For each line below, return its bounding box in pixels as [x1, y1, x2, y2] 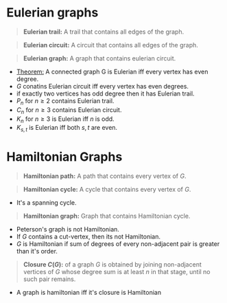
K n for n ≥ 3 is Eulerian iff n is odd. [16, 115, 115, 124]
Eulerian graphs [6, 5, 99, 21]
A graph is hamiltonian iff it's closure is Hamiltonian [16, 289, 162, 297]
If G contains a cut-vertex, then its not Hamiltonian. [16, 232, 160, 241]
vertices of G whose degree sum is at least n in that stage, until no [23, 268, 211, 276]
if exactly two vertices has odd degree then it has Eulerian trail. [16, 89, 195, 98]
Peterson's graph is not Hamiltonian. [16, 225, 119, 234]
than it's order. [16, 247, 58, 256]
